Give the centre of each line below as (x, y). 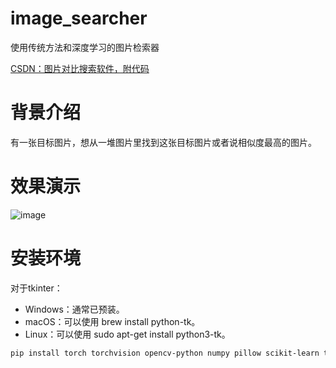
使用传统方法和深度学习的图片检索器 (85, 47)
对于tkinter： (36, 288)
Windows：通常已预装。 (74, 309)
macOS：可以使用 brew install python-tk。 (112, 321)
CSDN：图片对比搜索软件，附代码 (80, 68)
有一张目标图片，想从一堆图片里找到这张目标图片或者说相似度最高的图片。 (163, 142)
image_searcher (79, 18)
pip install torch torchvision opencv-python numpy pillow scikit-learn (165, 353)
